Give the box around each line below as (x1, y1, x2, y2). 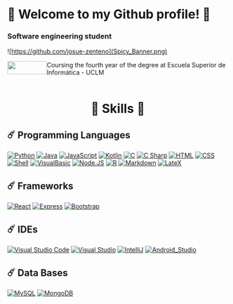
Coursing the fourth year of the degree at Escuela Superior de (46, 61, 226, 70)
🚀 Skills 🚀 (91, 100, 145, 117)
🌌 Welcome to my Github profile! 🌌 (7, 6, 211, 22)
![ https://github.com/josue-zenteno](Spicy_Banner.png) (7, 47, 168, 55)
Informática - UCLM (46, 68, 105, 77)
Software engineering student (7, 32, 112, 41)
